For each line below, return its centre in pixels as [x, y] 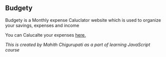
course [12, 50]
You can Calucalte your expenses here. [45, 35]
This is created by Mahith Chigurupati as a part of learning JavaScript [78, 45]
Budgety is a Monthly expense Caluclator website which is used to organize [83, 20]
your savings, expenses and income [42, 25]
